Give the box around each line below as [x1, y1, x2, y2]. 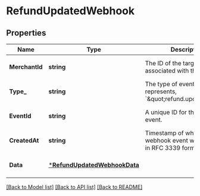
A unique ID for [145, 108, 187, 116]
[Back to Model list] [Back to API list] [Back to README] [6, 184, 143, 191]
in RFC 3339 [145, 144, 180, 152]
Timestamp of [145, 129, 185, 137]
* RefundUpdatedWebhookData [48, 161, 140, 169]
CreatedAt [9, 137, 39, 144]
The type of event [145, 80, 195, 88]
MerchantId [9, 63, 43, 71]
